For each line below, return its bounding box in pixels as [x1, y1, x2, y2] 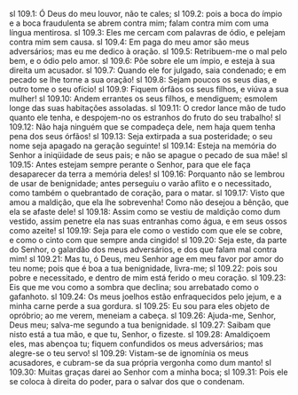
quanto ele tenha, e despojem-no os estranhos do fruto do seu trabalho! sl [9, 112, 281, 122]
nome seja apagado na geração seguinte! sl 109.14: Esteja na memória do [9, 140, 277, 151]
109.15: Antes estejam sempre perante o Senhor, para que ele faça [9, 160, 251, 170]
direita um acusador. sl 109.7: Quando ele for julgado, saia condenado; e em [9, 65, 286, 75]
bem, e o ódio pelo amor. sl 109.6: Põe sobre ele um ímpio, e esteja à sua [9, 56, 276, 66]
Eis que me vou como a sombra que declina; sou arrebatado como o [9, 282, 259, 292]
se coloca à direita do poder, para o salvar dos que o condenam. [9, 376, 246, 386]
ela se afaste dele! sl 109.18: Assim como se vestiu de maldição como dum [9, 207, 281, 217]
